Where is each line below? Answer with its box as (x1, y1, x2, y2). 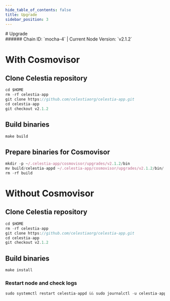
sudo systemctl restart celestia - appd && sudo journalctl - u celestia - (5, 291, 159, 296)
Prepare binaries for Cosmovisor (5, 147, 110, 156)
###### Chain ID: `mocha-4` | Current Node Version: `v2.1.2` (5, 36, 133, 42)
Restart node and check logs (5, 279, 77, 286)
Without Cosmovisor (5, 188, 95, 199)
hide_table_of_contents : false (5, 7, 71, 13)
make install (5, 268, 33, 273)
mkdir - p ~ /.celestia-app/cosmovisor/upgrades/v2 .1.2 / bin (5, 161, 130, 166)
